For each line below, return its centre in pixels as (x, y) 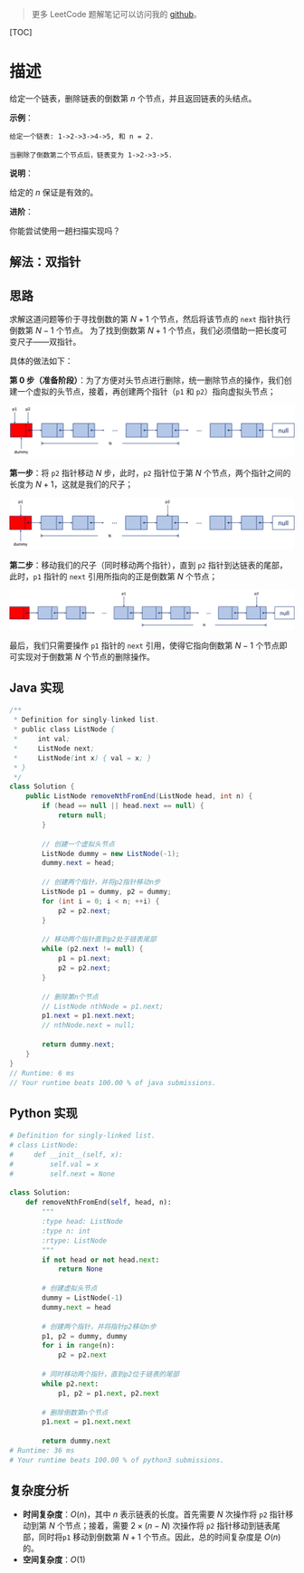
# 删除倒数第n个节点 (75, 1412)
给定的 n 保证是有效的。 (54, 192)
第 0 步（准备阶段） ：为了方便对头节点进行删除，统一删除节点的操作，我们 (147, 380)
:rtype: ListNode (74, 1240)
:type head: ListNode (83, 1222)
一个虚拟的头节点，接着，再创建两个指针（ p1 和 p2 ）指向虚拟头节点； (146, 392)
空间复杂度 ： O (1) (54, 1559)
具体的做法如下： (41, 361)
